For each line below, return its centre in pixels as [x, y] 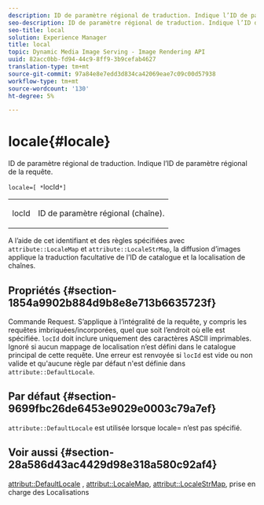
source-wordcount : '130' [49, 88]
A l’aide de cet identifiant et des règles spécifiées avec [97, 241]
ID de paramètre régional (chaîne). [101, 213]
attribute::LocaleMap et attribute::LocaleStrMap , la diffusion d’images [125, 249]
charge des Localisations [49, 492]
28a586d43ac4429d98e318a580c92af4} [113, 465]
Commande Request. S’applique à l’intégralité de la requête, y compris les [128, 322]
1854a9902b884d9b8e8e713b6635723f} [112, 302]
